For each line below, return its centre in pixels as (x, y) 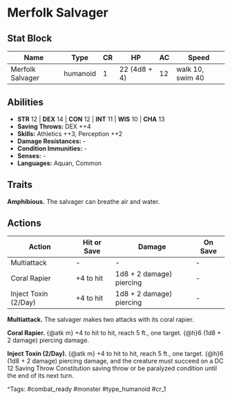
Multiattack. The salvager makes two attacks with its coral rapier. (101, 320)
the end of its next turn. (40, 376)
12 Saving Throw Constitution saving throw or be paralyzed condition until (112, 368)
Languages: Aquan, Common (59, 163)
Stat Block (30, 38)
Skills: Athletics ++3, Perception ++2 (70, 133)
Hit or (92, 242)
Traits (20, 185)
